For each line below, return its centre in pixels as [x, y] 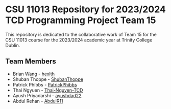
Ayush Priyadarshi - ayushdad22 [47, 95]
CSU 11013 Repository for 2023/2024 [86, 9]
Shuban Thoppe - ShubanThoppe [48, 79]
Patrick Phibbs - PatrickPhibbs [45, 84]
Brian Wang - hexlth [34, 74]
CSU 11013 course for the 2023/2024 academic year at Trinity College [79, 40]
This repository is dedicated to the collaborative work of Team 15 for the [81, 34]
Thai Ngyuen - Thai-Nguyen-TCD [48, 90]
